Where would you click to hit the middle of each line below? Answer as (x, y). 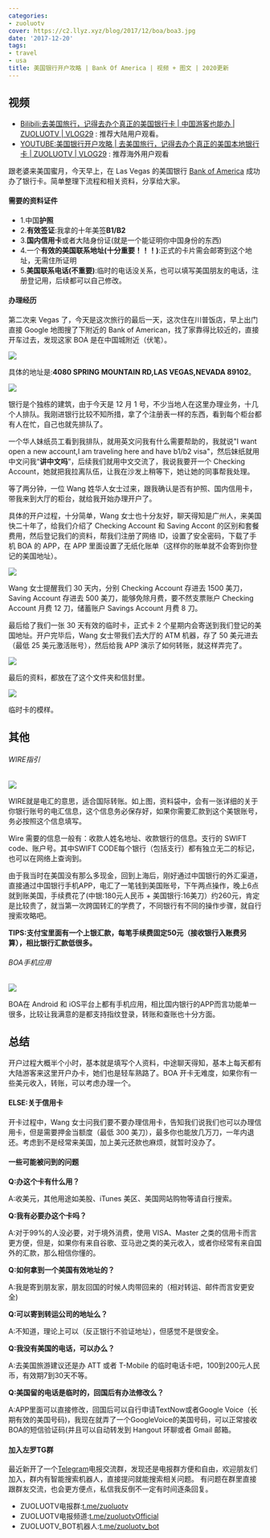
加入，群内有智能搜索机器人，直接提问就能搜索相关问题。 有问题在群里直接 (133, 1479)
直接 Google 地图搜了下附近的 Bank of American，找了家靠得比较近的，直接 (134, 330)
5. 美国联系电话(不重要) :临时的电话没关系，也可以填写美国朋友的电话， (136, 270)
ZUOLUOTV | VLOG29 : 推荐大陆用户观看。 (91, 133)
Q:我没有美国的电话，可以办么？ (61, 1348)
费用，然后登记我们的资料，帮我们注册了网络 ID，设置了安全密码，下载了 (129, 535)
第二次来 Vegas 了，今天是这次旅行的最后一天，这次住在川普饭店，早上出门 (133, 319)
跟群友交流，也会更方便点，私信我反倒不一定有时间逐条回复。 (110, 1489)
